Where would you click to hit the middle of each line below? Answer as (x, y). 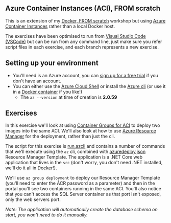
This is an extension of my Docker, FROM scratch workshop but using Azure (86, 20)
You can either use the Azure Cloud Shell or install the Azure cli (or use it (89, 86)
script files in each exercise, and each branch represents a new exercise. (82, 47)
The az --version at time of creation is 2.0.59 (69, 97)
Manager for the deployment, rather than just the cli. (60, 136)
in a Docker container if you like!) (47, 92)
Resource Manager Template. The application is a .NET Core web (74, 157)
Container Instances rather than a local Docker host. (60, 26)
